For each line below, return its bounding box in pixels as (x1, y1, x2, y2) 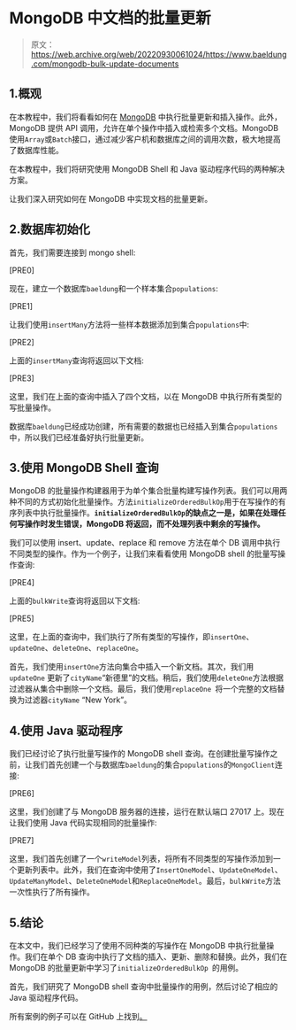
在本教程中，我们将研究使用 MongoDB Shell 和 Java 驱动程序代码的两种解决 (9, 163, 285, 174)
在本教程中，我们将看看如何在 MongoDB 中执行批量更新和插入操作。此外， (9, 112, 283, 122)
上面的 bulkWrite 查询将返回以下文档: (9, 595, 140, 607)
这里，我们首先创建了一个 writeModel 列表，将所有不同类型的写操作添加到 (9, 854, 274, 864)
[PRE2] (9, 337, 35, 347)
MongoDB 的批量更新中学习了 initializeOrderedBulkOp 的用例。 (9, 963, 244, 972)
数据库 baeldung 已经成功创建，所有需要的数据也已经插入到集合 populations (9, 421, 278, 431)
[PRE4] (9, 577, 35, 588)
